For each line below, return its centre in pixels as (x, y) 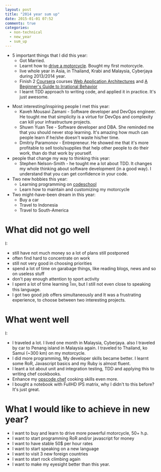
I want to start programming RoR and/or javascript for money (73, 438)
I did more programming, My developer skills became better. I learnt (80, 358)
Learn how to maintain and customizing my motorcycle (74, 189)
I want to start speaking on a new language (55, 449)
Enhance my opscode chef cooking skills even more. (65, 379)
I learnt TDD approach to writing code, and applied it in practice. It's (88, 91)
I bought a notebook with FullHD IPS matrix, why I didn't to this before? (83, 384)
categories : (17, 28)
